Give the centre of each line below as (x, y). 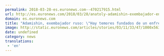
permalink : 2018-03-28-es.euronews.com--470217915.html (63, 9)
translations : (20, 41)
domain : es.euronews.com (30, 19)
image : (12, 28)
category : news (20, 37)
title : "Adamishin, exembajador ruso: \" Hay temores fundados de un (76, 23)
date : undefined (21, 32)
